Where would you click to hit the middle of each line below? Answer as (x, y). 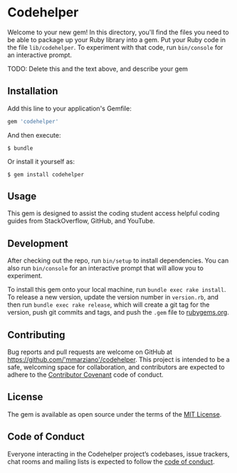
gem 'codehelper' (33, 121)
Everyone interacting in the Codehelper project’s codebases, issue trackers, (118, 454)
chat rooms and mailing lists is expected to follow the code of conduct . (111, 462)
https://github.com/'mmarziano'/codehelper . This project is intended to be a (118, 360)
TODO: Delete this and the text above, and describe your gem (98, 68)
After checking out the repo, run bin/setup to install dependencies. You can (118, 260)
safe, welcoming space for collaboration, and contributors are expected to (116, 367)
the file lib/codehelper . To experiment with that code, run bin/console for (115, 47)
